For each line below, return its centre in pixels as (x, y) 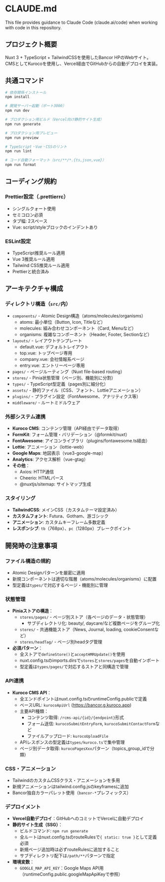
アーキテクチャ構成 (34, 289)
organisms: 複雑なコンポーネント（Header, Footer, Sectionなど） (86, 334)
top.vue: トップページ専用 (46, 353)
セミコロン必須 (27, 215)
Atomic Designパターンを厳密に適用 (49, 573)
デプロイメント (23, 807)
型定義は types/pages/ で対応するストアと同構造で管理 (74, 667)
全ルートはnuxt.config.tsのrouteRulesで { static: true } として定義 (88, 837)
